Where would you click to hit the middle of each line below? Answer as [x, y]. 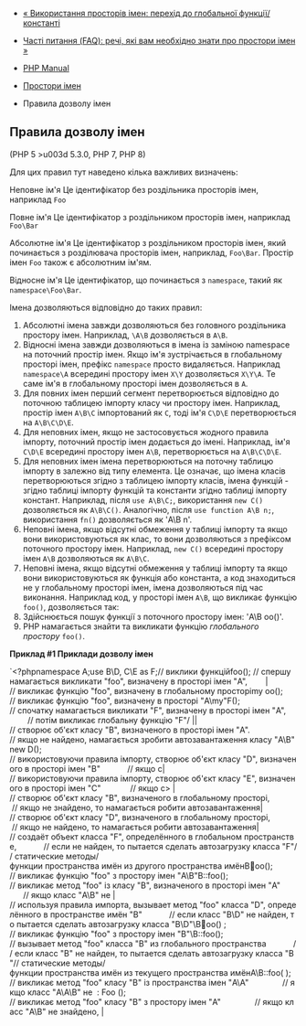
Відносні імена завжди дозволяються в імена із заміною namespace [156, 344]
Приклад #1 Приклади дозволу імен [81, 654]
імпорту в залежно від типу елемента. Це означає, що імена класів [154, 471]
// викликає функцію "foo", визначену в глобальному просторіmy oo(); [146, 690]
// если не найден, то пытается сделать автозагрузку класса [162, 846]
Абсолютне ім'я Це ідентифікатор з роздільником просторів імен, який [148, 242]
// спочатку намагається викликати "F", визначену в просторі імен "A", [148, 710]
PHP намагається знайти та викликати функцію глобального [141, 626]
